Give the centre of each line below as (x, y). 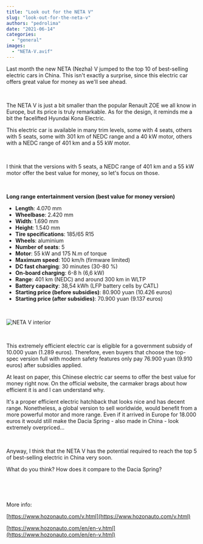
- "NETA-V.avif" (32, 52)
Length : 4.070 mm (38, 208)
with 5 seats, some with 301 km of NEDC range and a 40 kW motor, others (99, 136)
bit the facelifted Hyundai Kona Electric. (56, 118)
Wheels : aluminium (39, 240)
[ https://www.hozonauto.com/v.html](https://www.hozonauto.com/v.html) (98, 516)
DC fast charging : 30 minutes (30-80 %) (66, 266)
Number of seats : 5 (40, 247)
